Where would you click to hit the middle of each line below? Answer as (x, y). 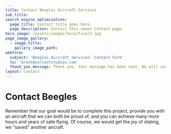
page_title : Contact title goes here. (51, 24)
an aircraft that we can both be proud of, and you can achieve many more (82, 116)
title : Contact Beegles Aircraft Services (51, 10)
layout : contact (22, 72)
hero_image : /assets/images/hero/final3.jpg (53, 34)
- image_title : (26, 43)
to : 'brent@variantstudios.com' (44, 62)
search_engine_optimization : (36, 19)
